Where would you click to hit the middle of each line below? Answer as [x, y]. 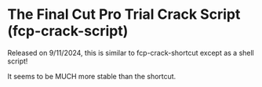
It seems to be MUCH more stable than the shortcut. [92, 76]
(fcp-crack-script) [68, 31]
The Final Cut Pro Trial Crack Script [124, 14]
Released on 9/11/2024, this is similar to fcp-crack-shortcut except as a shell [131, 53]
